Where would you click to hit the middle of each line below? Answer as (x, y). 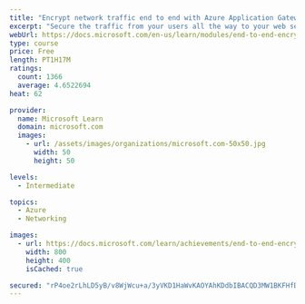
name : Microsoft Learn (60, 119)
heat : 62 (26, 93)
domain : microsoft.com (60, 127)
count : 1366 (40, 77)
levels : (24, 177)
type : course (34, 43)
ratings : (26, 69)
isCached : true (54, 269)
